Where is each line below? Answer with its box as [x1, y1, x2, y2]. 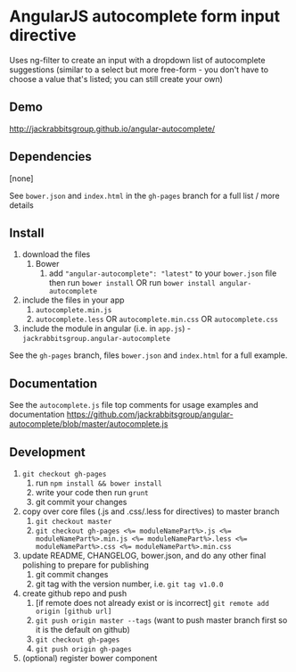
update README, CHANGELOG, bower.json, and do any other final [21, 551, 267, 560]
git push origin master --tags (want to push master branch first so [35, 615, 288, 626]
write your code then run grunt [35, 487, 149, 497]
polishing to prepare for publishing [21, 560, 150, 570]
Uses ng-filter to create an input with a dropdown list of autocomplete [9, 54, 266, 65]
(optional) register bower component [21, 653, 158, 663]
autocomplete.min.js [35, 306, 112, 315]
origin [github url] [35, 607, 112, 616]
